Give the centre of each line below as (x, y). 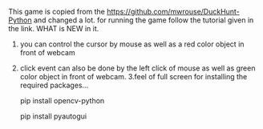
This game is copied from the (57, 12)
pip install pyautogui (53, 116)
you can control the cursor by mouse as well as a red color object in (132, 44)
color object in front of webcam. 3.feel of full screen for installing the (134, 77)
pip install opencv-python (62, 101)
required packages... (54, 85)
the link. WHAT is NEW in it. (54, 28)
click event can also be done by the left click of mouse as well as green (138, 68)
